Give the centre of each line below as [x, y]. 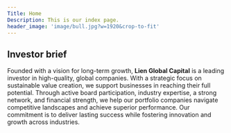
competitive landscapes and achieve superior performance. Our [99, 108]
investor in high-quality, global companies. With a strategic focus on [105, 78]
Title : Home [24, 13]
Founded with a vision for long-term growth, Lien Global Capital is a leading [116, 71]
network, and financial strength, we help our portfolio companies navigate [113, 100]
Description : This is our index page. [63, 20]
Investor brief [37, 54]
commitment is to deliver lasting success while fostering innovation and [109, 115]
